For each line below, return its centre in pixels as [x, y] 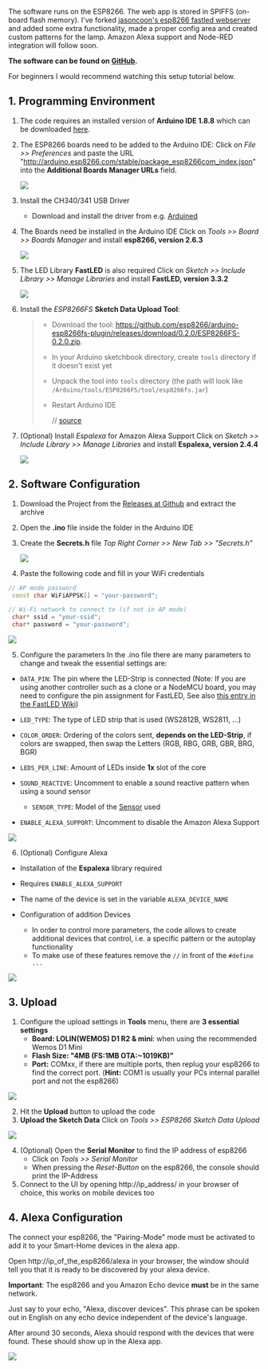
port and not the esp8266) [75, 1081]
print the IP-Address [65, 1175]
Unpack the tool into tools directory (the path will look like [147, 381]
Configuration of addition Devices [75, 914]
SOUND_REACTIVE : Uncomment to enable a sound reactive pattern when [134, 783]
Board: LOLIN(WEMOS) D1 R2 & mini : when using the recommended [144, 1038]
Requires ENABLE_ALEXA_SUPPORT [71, 884]
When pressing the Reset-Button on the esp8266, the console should [145, 1167]
